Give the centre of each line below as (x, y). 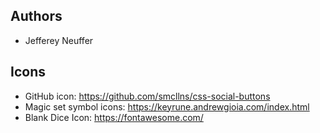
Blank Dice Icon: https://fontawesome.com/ (114, 117)
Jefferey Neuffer (59, 40)
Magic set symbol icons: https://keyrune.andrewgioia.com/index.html (167, 106)
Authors (36, 16)
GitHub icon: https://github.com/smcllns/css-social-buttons (147, 96)
